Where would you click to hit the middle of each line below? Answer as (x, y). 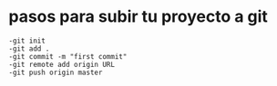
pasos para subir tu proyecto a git (138, 17)
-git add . (29, 48)
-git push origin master (56, 72)
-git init (27, 41)
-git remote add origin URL (62, 64)
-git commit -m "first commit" (68, 56)
